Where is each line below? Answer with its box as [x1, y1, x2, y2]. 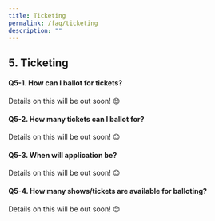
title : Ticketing [8, 11, 66, 20]
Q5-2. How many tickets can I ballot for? [8, 114, 145, 124]
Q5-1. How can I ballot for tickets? [8, 78, 123, 88]
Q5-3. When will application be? [8, 150, 117, 160]
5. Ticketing [8, 56, 69, 69]
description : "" [8, 26, 62, 34]
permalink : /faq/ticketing [8, 19, 98, 27]
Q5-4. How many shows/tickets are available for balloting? [8, 186, 208, 195]
